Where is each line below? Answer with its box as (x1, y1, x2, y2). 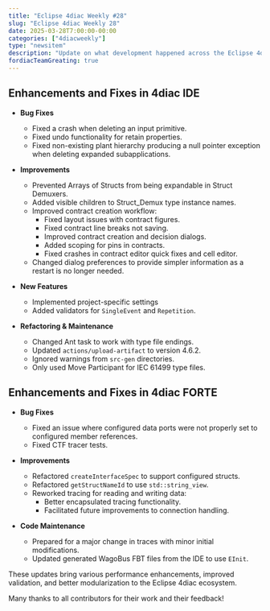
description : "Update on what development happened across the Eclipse (8, 49, 253, 57)
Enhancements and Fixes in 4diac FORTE (8, 386, 219, 399)
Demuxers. (31, 188, 68, 198)
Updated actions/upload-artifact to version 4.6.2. (31, 345, 201, 355)
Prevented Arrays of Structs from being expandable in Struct (31, 180, 233, 190)
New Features (19, 281, 68, 291)
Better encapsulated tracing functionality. (43, 497, 182, 506)
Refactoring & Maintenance (19, 321, 114, 331)
